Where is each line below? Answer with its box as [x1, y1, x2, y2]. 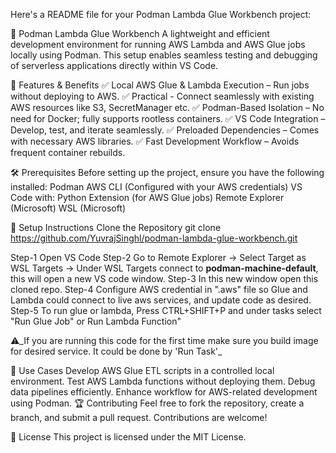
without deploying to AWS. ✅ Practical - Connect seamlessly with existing [10, 90, 315, 102]
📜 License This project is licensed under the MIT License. [10, 431, 247, 443]
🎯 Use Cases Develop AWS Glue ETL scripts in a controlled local [10, 365, 275, 376]
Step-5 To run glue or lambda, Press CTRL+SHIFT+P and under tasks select [10, 305, 322, 316]
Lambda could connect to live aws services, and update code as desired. [10, 294, 312, 306]
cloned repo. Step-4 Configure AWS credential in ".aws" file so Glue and [10, 284, 308, 295]
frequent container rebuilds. [10, 147, 126, 158]
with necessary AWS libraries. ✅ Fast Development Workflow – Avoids [10, 135, 300, 147]
